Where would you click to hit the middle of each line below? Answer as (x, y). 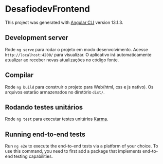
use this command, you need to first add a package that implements (73, 151)
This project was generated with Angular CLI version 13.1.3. (64, 22)
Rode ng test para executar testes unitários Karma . (57, 119)
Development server (37, 38)
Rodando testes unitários (44, 107)
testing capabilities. (33, 156)
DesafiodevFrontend (47, 9)
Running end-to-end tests (45, 134)
